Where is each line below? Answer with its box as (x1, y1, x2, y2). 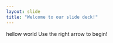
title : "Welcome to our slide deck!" (6, 14, 98, 20)
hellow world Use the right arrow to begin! (6, 30, 108, 37)
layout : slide (6, 8, 41, 15)
